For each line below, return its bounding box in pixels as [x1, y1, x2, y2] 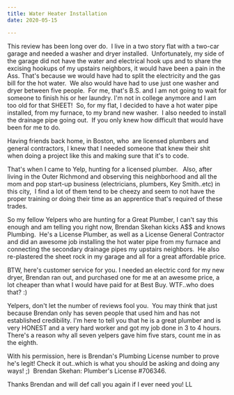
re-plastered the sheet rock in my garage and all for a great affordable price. [7, 252, 226, 261]
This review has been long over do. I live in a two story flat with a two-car [7, 42, 219, 50]
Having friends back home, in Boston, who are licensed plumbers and [7, 136, 209, 145]
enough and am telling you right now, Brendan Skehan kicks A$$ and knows [7, 223, 226, 231]
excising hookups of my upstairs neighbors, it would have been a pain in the [7, 64, 226, 72]
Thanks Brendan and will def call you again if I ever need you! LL [7, 380, 193, 388]
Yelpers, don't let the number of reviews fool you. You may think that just [7, 301, 218, 309]
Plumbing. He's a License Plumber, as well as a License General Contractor [7, 230, 225, 239]
